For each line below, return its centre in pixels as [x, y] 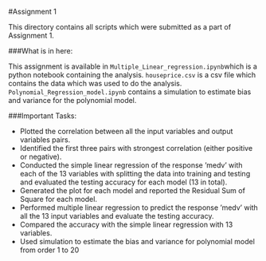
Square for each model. [59, 199]
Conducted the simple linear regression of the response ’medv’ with [131, 165]
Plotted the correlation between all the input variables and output [126, 131]
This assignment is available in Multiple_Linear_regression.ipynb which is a [133, 66]
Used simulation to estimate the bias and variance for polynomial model [137, 241]
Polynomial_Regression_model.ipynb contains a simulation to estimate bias [130, 92]
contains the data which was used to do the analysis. [95, 83]
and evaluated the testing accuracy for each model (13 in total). [123, 182]
